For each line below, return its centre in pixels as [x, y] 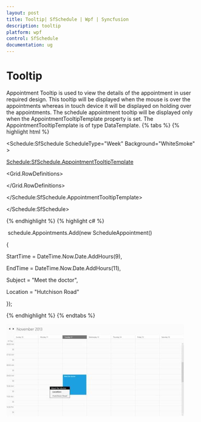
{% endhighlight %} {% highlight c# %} [55, 221]
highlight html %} [28, 132]
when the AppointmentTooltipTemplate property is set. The [80, 118]
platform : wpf [24, 32]
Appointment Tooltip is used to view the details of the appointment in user [99, 93]
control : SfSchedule [32, 39]
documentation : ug [29, 45]
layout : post [23, 13]
